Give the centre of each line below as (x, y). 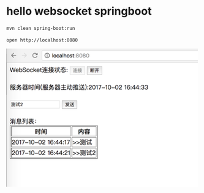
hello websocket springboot (79, 11)
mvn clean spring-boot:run (41, 28)
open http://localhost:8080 (42, 40)
